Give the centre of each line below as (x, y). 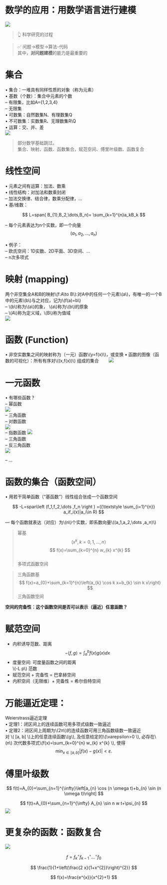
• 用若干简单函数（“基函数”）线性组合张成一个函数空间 (62, 497)
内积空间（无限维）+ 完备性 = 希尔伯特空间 (57, 681)
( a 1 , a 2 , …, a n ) (84, 234)
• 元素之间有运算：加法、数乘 (35, 186)
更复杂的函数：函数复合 (53, 832)
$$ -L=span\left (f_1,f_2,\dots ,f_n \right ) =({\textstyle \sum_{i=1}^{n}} (84, 507)
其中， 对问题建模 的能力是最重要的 (52, 52)
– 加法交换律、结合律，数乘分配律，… (44, 198)
